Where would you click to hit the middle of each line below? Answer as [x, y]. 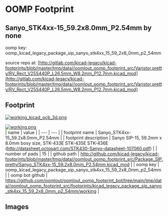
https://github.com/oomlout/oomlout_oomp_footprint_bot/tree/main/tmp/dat [83, 180]
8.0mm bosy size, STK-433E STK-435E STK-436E [57, 143]
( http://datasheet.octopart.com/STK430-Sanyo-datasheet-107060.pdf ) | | [81, 148]
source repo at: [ [22, 63]
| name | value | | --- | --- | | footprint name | [51, 132]
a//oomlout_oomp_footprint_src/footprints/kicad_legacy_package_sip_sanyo [83, 186]
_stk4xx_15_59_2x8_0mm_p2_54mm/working [51, 191]
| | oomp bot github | [26, 175]
